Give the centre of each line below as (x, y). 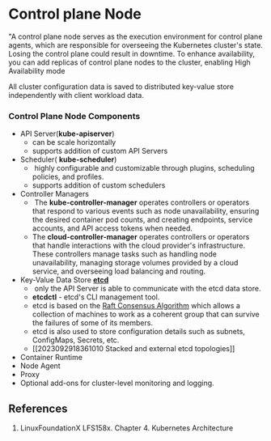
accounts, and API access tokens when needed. (112, 228)
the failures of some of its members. (93, 323)
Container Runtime (51, 358)
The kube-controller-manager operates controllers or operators (142, 202)
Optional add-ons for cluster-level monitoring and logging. (117, 383)
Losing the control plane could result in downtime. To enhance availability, (132, 53)
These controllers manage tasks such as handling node (124, 254)
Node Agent (40, 366)
